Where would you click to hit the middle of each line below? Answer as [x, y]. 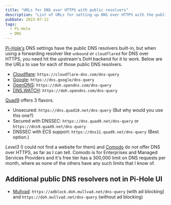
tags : [11, 24]
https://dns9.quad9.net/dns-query [49, 127]
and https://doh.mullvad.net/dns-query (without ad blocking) [78, 197]
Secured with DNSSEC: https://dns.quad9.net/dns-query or [76, 121]
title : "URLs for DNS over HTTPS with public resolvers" [67, 10]
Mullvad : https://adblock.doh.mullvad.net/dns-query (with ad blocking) [88, 191]
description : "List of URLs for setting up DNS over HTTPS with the [79, 15]
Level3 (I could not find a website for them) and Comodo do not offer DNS [83, 147]
